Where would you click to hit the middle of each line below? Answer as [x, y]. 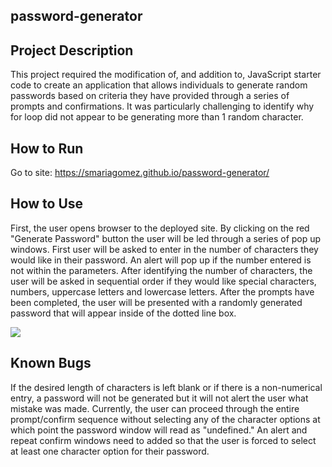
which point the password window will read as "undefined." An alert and [159, 430]
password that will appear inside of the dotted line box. [123, 313]
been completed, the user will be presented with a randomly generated [156, 302]
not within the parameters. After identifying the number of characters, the [161, 270]
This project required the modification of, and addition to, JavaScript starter [166, 75]
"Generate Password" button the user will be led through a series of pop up [166, 238]
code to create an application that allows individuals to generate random [159, 85]
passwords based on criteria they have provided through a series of [150, 96]
